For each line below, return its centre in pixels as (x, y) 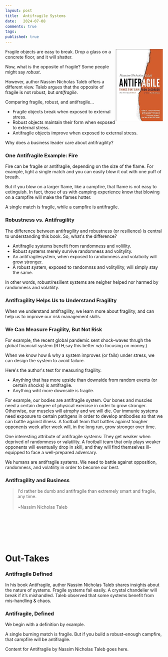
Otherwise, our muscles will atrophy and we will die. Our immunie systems (82, 411)
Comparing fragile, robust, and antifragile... (49, 102)
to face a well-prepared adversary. (61, 453)
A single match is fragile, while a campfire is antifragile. (62, 207)
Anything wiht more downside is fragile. (53, 391)
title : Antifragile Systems (35, 16)
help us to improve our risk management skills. (53, 316)
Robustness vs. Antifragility (40, 220)
